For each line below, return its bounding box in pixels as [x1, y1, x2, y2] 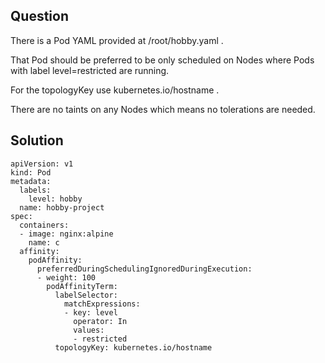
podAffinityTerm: [46, 281, 118, 291]
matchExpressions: [63, 299, 141, 309]
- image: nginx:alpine [19, 229, 114, 239]
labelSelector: [54, 290, 118, 300]
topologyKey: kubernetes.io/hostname [54, 342, 213, 353]
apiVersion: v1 [10, 159, 74, 169]
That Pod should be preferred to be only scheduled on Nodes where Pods [10, 54, 315, 66]
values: [73, 325, 105, 335]
